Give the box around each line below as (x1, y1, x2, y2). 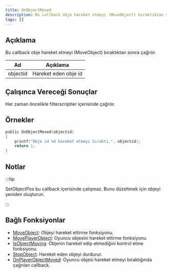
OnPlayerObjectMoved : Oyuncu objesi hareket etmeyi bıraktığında (12, 256, 152, 263)
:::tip (5, 176, 15, 182)
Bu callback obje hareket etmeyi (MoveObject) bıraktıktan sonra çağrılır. (5, 49, 157, 56)
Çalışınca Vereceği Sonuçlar (5, 87, 98, 96)
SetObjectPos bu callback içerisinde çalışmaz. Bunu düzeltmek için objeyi (5, 186, 161, 192)
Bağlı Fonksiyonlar (5, 216, 66, 225)
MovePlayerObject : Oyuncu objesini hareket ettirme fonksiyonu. (12, 235, 147, 241)
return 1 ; (14, 143, 36, 148)
